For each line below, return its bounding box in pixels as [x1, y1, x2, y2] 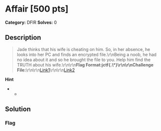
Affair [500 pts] [5, 3, 69, 15]
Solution [5, 105, 31, 114]
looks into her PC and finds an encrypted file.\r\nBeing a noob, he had [16, 51, 157, 57]
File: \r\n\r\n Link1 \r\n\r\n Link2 [16, 67, 75, 73]
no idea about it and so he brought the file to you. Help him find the [16, 57, 151, 63]
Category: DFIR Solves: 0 [5, 19, 57, 25]
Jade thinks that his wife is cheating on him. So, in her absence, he [16, 46, 150, 52]
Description [5, 33, 41, 42]
